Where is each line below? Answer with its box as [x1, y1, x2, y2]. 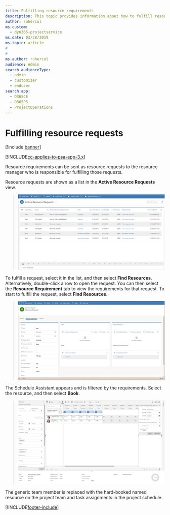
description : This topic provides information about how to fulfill [5, 13, 153, 19]
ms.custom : [5, 24, 28, 29]
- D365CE [10, 94, 28, 99]
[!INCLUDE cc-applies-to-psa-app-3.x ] [5, 154, 86, 160]
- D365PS [10, 99, 28, 104]
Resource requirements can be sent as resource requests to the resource [5, 164, 158, 170]
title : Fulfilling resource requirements [5, 8, 94, 13]
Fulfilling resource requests [5, 127, 123, 139]
